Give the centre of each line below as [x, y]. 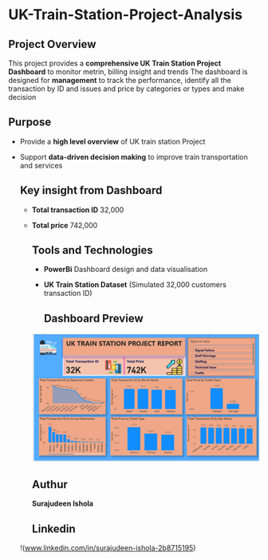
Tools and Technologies [92, 250]
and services [41, 165]
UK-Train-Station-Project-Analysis [126, 15]
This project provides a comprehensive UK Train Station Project [115, 63]
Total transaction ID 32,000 [78, 210]
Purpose [30, 122]
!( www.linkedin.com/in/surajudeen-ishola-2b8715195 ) [108, 547]
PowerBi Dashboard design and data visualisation [126, 270]
